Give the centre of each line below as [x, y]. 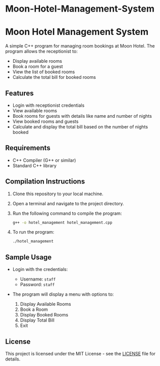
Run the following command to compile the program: [67, 213]
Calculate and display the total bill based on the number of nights [80, 126]
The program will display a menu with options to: [63, 294]
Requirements [28, 148]
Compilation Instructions [45, 182]
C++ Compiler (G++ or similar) [44, 160]
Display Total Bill [37, 320]
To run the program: [33, 232]
